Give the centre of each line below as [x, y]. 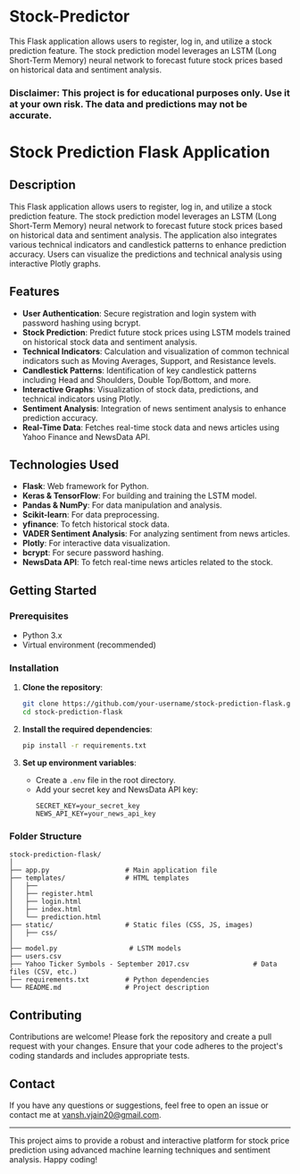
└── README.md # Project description [109, 988]
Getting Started [53, 591]
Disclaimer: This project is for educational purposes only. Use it [150, 93]
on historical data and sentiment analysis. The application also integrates [143, 235]
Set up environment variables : [79, 763]
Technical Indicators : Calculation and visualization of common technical [156, 351]
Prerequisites [39, 616]
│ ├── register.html [51, 894]
